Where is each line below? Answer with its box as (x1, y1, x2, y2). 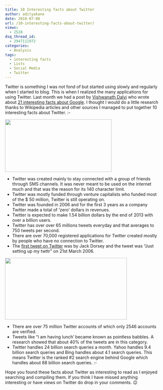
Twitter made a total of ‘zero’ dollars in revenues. (12, 207, 110, 213)
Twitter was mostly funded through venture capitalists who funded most (12, 191, 157, 197)
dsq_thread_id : (5, 35, 36, 39)
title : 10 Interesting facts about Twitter (5, 7, 95, 12)
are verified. (12, 329, 36, 335)
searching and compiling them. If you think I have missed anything (5, 374, 138, 380)
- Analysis (9, 48, 32, 53)
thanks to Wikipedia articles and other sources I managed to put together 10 (5, 104, 157, 110)
